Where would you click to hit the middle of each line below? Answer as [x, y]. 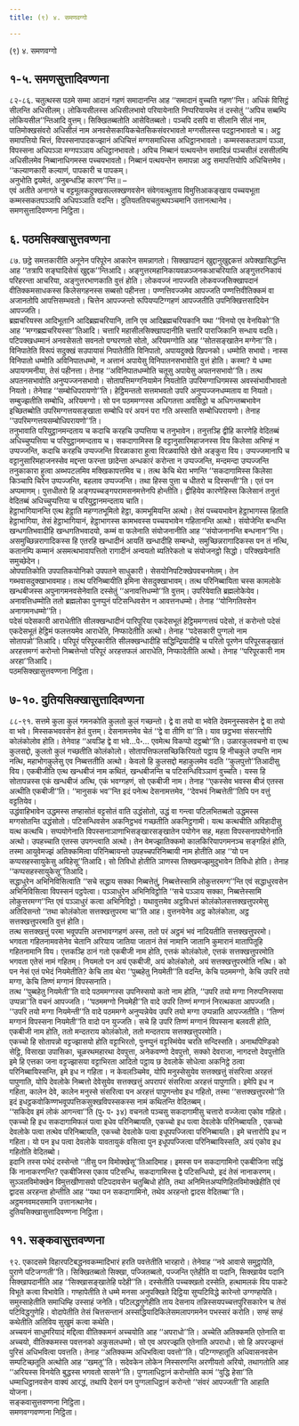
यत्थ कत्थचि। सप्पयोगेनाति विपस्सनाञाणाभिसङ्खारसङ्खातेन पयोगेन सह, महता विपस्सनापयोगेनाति [146, 831]
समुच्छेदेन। [25, 561]
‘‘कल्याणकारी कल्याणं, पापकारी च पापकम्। [69, 171]
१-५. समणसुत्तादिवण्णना [59, 80]
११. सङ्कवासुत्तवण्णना [57, 1240]
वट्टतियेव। [23, 801]
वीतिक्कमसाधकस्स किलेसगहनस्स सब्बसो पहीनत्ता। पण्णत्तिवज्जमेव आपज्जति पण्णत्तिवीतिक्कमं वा [141, 291]
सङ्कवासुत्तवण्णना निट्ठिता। [48, 1402]
